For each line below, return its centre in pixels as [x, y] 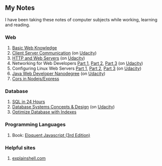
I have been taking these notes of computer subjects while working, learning [81, 19]
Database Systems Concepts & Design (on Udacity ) [63, 107]
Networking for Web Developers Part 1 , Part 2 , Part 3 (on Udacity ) [78, 63]
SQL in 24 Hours [28, 102]
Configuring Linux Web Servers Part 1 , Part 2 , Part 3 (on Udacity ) [77, 68]
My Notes [20, 8]
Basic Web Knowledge [34, 48]
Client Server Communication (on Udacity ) [54, 53]
